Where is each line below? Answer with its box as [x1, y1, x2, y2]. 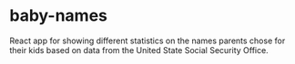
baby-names [9, 5, 107, 26]
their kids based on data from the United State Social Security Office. [9, 44, 269, 55]
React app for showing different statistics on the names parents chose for [9, 35, 286, 46]
